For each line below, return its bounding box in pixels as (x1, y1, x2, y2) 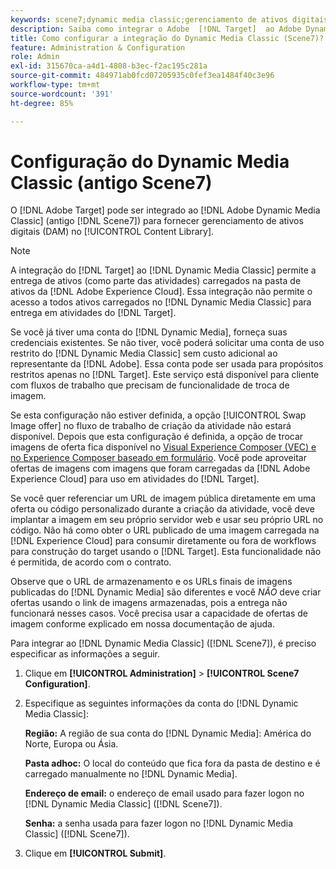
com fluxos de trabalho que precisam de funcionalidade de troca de (10, 379, 290, 391)
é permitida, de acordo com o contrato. (10, 556, 172, 568)
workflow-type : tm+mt (10, 80, 101, 90)
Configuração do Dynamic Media (10, 150, 290, 173)
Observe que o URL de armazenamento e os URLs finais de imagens (10, 576, 293, 588)
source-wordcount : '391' (10, 89, 114, 99)
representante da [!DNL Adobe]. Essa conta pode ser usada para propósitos (10, 358, 324, 370)
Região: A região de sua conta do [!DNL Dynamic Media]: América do (24, 727, 312, 740)
